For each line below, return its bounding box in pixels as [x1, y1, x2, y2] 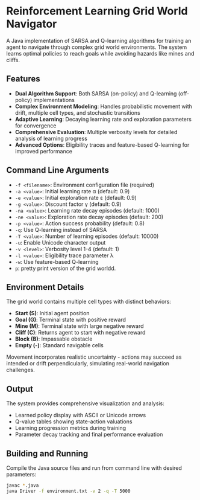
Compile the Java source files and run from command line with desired [6, 464, 183, 472]
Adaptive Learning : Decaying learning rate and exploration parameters [14, 115, 192, 123]
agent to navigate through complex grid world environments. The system [6, 43, 187, 51]
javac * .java [6, 482, 39, 489]
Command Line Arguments [6, 165, 110, 176]
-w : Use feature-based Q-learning [14, 258, 99, 265]
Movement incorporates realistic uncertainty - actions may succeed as [6, 353, 182, 361]
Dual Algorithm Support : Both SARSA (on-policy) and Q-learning [14, 89, 177, 97]
